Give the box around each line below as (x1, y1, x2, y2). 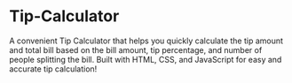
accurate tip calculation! (9, 64, 98, 74)
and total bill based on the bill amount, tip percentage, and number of (9, 44, 263, 55)
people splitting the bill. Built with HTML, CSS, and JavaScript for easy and (9, 54, 282, 64)
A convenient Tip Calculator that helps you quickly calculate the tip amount (9, 35, 284, 46)
